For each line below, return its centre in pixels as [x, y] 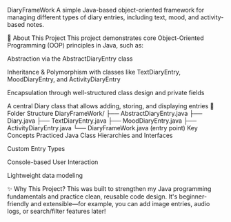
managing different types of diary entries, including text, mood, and [103, 17]
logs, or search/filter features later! [57, 211]
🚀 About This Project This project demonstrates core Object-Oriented [106, 38]
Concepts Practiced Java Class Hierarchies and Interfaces [90, 135]
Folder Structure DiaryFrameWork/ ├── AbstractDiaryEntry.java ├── [105, 113]
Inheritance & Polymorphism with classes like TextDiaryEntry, [94, 72]
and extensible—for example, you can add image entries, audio [120, 204]
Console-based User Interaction [53, 162]
